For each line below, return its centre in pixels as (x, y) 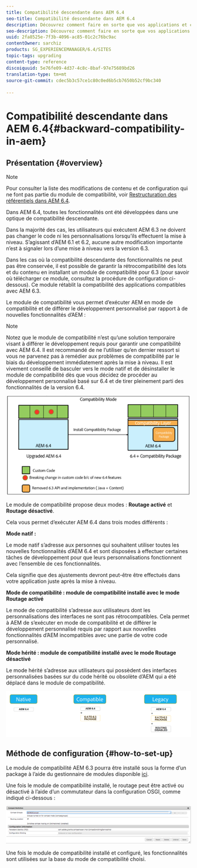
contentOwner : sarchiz (34, 43)
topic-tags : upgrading (34, 56)
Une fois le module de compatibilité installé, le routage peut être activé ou (95, 785)
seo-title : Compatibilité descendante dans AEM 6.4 (70, 18)
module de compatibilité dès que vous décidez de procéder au (82, 375)
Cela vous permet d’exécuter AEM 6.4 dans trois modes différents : (87, 523)
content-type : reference (36, 62)
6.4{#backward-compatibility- (108, 129)
